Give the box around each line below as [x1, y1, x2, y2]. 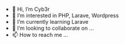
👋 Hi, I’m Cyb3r [11, 6, 50, 12]
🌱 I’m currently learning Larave [11, 18, 89, 25]
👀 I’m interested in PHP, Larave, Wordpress [11, 12, 119, 19]
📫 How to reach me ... [11, 32, 68, 38]
